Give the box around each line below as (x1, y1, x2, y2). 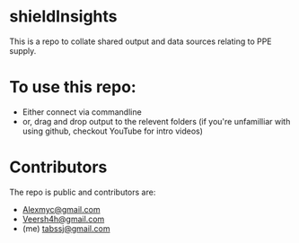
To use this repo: (9, 77, 136, 98)
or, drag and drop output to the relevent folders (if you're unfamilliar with (22, 116, 291, 126)
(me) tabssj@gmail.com (22, 222, 110, 234)
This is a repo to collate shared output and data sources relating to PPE (9, 36, 272, 47)
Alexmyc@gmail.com (22, 204, 101, 214)
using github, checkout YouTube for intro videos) (22, 126, 204, 136)
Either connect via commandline (22, 106, 142, 117)
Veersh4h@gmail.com (22, 213, 105, 224)
